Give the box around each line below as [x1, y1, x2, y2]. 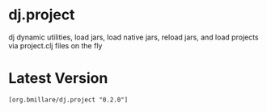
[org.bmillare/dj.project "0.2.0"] [8, 95, 129, 104]
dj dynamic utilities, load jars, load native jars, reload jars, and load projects [8, 32, 259, 42]
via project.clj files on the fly [8, 40, 103, 50]
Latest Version [8, 69, 108, 88]
